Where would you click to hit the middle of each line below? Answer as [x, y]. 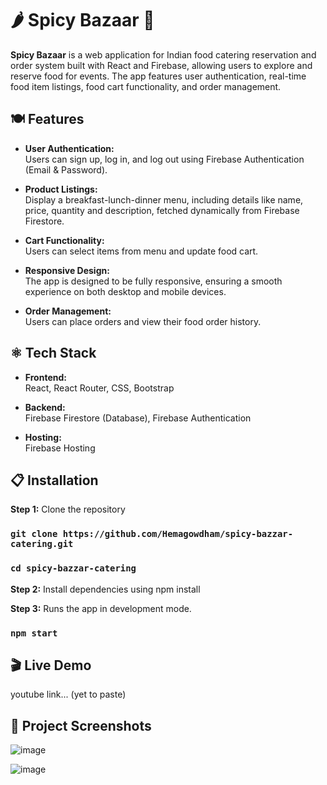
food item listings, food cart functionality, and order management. [146, 86]
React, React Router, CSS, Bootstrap [99, 388]
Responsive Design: [67, 270]
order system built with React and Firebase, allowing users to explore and [161, 65]
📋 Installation [54, 480]
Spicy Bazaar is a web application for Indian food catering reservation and [163, 54]
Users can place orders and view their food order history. [143, 321]
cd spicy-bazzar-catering [73, 568]
